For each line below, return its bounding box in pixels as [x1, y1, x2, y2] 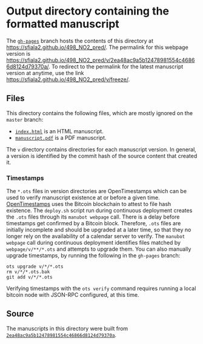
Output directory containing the [6, 4, 170, 18]
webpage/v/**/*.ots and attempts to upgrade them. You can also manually [6, 245, 191, 253]
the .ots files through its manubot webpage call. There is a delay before [6, 213, 180, 220]
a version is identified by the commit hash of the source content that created [6, 152, 198, 159]
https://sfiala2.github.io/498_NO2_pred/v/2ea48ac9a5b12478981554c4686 [6, 56, 195, 64]
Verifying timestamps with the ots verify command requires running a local [6, 285, 196, 292]
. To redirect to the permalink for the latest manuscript [48, 62, 184, 70]
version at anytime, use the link [6, 69, 84, 76]
